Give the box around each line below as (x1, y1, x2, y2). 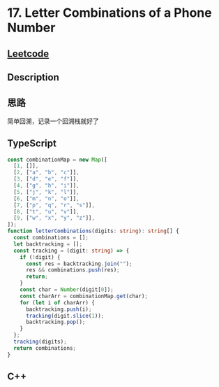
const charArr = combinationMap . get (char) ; (20, 293, 149, 300)
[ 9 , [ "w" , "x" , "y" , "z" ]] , (13, 215, 96, 222)
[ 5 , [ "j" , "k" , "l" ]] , (13, 188, 80, 195)
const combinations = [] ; (13, 234, 89, 241)
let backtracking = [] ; (13, 240, 82, 248)
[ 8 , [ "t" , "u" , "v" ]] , (13, 208, 80, 215)
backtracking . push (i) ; (25, 306, 92, 313)
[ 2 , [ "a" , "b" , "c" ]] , (13, 169, 80, 176)
